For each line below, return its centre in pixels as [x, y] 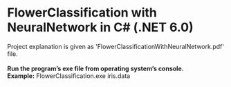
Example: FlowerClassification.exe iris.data [69, 76]
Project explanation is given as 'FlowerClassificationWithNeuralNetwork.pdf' [116, 46]
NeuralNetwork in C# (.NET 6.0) [100, 27]
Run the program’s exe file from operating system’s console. [96, 68]
